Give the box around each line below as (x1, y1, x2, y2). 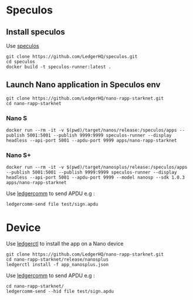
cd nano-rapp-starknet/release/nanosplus (6, 257, 109, 262)
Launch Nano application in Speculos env (6, 80, 161, 90)
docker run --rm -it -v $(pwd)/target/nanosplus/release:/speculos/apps (6, 165, 188, 171)
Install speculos (6, 27, 66, 37)
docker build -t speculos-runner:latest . (6, 64, 111, 70)
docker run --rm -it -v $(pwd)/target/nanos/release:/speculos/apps (6, 127, 177, 134)
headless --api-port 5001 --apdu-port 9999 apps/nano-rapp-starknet (6, 138, 177, 144)
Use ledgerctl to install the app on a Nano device (6, 240, 124, 247)
